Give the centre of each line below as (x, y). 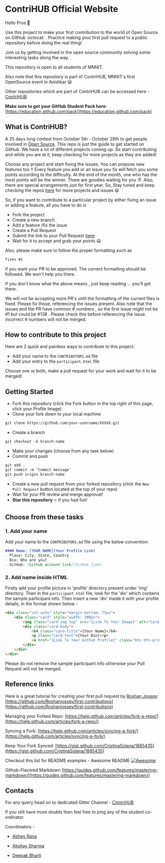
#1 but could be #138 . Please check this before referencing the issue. (76, 314)
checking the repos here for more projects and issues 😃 (62, 190)
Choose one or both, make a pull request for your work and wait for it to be (81, 371)
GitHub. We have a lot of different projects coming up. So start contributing (81, 149)
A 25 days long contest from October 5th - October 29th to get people (76, 138)
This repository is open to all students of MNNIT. (54, 67)
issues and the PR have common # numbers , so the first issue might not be (82, 309)
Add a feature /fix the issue (40, 225)
